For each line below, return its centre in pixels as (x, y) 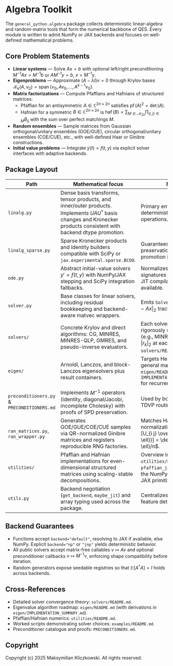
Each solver (155, 324)
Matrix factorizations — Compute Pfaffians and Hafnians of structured (88, 93)
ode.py (16, 278)
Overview (152, 454)
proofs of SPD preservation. (94, 412)
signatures (153, 275)
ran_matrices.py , (29, 431)
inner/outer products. (86, 205)
